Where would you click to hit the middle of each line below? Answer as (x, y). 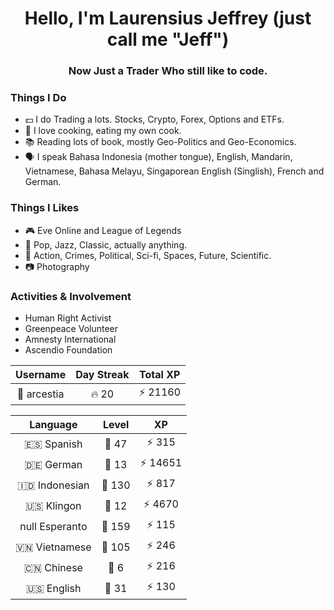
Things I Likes (45, 208)
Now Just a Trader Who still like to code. (168, 71)
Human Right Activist (68, 318)
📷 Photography (57, 266)
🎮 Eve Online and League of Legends (103, 230)
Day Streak (102, 374)
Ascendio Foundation (68, 350)
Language (53, 424)
